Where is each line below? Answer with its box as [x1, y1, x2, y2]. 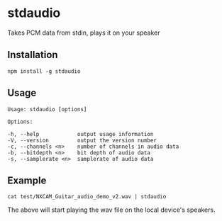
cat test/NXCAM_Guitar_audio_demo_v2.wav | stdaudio [7, 193, 167, 200]
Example [7, 174, 47, 186]
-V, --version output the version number [7, 137, 157, 144]
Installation [7, 49, 58, 61]
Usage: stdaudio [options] [7, 106, 87, 113]
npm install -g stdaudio [7, 67, 81, 75]
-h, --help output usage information [7, 130, 154, 137]
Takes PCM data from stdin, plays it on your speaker [7, 28, 160, 37]
